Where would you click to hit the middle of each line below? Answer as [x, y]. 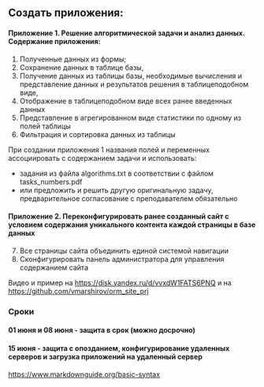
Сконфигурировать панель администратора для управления [122, 259]
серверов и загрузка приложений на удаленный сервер [106, 356]
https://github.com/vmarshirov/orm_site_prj [78, 291]
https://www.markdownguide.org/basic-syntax [84, 374]
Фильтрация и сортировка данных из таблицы [97, 134]
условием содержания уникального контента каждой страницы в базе [132, 225]
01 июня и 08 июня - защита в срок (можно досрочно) [102, 330]
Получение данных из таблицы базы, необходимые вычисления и [131, 76]
